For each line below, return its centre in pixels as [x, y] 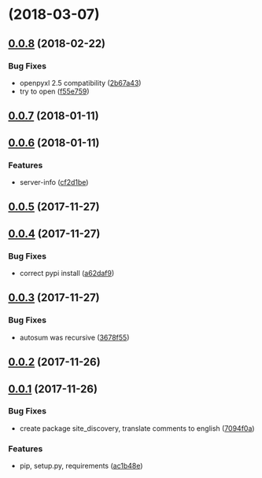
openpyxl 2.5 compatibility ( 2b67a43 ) [80, 83]
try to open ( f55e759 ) [54, 91]
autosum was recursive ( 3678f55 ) [74, 337]
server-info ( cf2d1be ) [54, 182]
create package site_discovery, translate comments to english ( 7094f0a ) [137, 428]
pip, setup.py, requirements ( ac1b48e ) [81, 466]
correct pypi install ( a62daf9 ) [67, 274]
